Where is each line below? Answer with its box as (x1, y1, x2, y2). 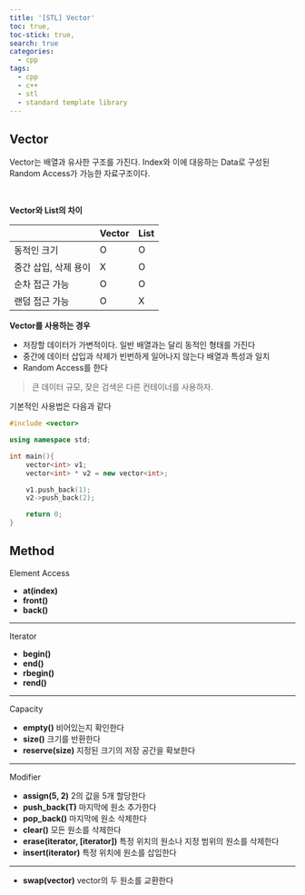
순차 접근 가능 (14, 278, 70, 291)
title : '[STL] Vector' (9, 13, 95, 23)
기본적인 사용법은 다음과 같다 (9, 401, 112, 412)
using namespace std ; (9, 435, 92, 445)
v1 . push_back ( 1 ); (25, 485, 92, 494)
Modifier (9, 771, 42, 782)
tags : (9, 65, 30, 74)
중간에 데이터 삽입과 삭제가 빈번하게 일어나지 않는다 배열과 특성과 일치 (22, 351, 271, 362)
